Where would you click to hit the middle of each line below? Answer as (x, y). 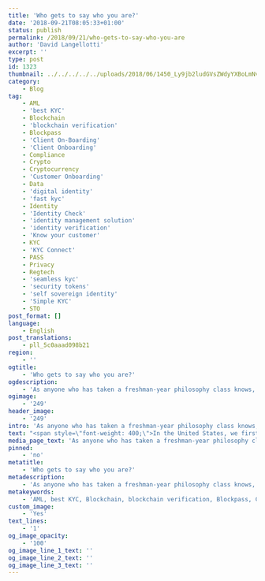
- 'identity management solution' (79, 221)
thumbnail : (26, 74)
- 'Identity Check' (54, 214)
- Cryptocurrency (51, 169)
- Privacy (39, 265)
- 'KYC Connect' (49, 250)
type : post (26, 60)
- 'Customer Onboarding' (63, 177)
